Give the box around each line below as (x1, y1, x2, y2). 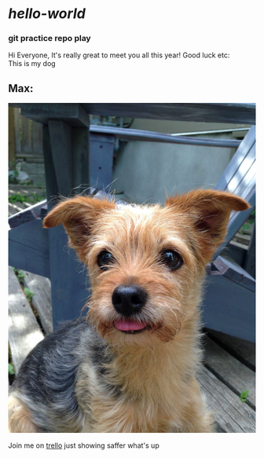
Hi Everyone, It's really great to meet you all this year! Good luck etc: (8, 50, 230, 60)
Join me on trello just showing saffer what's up (8, 441, 159, 450)
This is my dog (8, 59, 57, 68)
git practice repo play (8, 33, 92, 44)
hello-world (8, 5, 86, 23)
